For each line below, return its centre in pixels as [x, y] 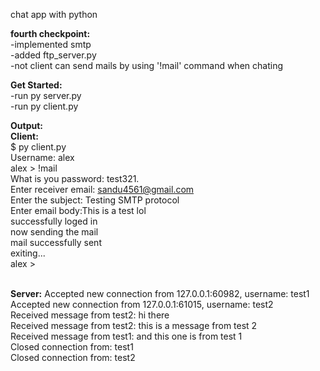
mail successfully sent [56, 242]
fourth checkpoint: [50, 33]
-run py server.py [46, 95]
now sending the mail [54, 232]
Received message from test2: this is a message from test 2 [134, 325]
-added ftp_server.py [53, 55]
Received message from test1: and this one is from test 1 [126, 336]
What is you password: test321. [75, 178]
